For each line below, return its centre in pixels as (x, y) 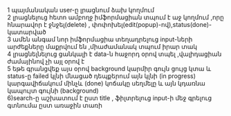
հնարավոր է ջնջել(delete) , (49, 25)
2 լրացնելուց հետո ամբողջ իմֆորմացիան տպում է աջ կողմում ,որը (116, 17)
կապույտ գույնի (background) (53, 90)
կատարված (27, 32)
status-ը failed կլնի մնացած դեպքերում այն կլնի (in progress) (101, 76)
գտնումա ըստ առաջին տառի (55, 105)
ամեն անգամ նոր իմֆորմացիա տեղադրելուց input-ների (103, 39)
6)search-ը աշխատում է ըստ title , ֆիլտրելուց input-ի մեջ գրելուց (110, 98)
